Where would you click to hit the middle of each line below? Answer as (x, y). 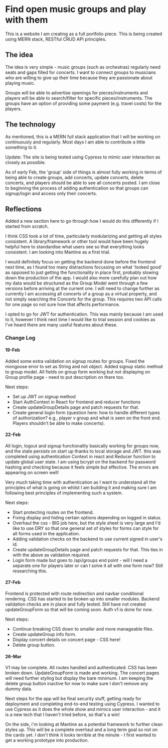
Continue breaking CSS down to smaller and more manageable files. (83, 629)
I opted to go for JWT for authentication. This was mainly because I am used (84, 314)
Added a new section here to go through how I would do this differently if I (82, 221)
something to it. (21, 147)
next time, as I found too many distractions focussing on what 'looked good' (83, 267)
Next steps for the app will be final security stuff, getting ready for (73, 699)
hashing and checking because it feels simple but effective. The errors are (82, 467)
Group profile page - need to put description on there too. (65, 377)
